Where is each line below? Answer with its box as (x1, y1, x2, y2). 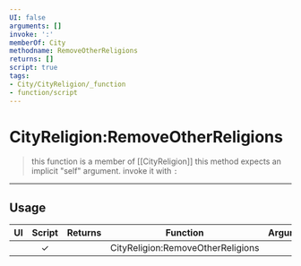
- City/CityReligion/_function (9, 80, 126, 89)
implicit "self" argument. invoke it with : (30, 166, 178, 176)
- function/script (9, 88, 78, 97)
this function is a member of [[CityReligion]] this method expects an (30, 156, 282, 167)
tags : (9, 72, 30, 81)
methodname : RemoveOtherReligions (9, 47, 139, 56)
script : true (9, 64, 58, 73)
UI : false (9, 13, 47, 22)
